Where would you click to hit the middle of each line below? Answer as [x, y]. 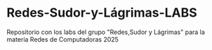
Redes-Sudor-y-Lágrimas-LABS [102, 13]
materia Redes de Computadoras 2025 [62, 39]
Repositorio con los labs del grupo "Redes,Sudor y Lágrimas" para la [106, 32]
